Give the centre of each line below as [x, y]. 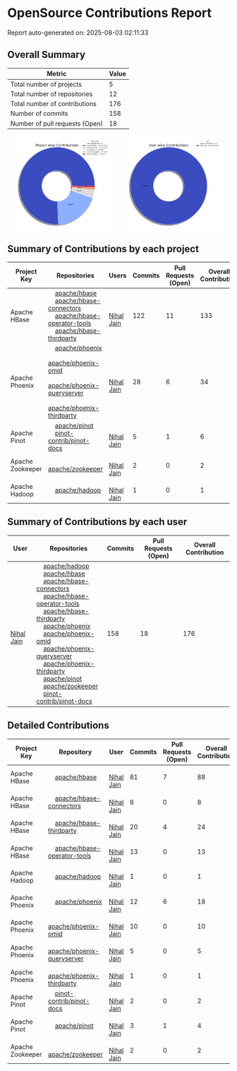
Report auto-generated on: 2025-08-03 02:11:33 [78, 32]
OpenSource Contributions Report [110, 13]
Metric [57, 74]
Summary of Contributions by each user [97, 522]
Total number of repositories [51, 94]
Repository [75, 752]
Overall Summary [47, 55]
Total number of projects [46, 84]
